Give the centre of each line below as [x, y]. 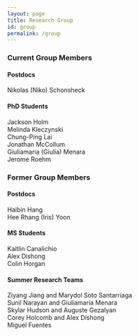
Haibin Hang [25, 209]
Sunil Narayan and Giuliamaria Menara [62, 303]
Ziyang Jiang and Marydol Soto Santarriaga [70, 295]
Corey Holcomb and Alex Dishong [56, 318]
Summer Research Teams [45, 280]
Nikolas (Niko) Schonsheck [46, 90]
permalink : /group [34, 33]
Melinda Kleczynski [35, 129]
